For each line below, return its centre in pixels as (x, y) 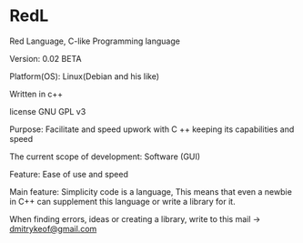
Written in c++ (36, 94)
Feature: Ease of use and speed (69, 174)
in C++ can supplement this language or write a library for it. (122, 201)
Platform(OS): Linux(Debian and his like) (85, 76)
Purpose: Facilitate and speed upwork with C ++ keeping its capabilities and (152, 129)
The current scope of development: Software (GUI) (105, 157)
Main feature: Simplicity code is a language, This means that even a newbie (151, 191)
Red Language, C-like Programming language (95, 41)
